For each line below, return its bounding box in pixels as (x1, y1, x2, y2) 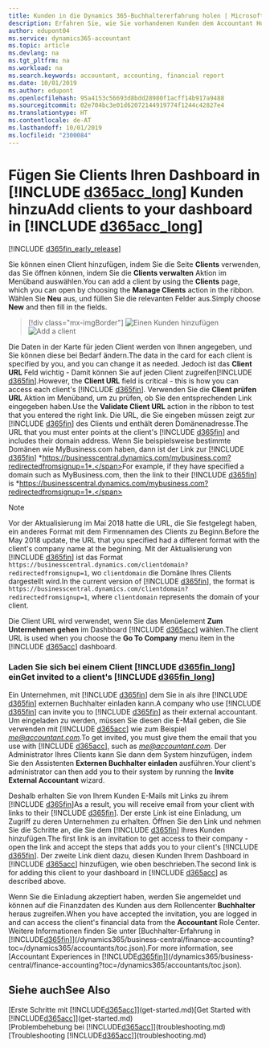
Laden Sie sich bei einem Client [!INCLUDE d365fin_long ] (8, 661, 235, 673)
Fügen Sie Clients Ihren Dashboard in (8, 166, 260, 184)
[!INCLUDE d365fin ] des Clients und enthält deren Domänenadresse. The (8, 419, 249, 428)
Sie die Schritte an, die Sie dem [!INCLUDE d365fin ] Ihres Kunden (8, 825, 225, 834)
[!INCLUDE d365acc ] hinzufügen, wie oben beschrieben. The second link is (8, 859, 257, 869)
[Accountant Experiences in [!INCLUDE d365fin (8, 952, 163, 961)
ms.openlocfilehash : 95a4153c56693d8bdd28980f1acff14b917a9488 (8, 94, 225, 102)
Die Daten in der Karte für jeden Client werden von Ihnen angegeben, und (8, 342, 252, 351)
